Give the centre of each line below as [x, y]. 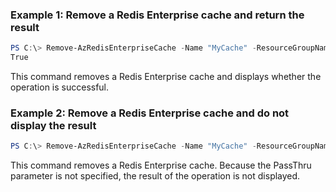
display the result [53, 125]
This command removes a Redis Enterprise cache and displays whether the [166, 77]
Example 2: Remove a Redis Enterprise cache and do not [150, 113]
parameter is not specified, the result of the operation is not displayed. [155, 176]
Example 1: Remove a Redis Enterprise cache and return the [157, 15]
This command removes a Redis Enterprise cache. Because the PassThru [161, 165]
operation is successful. [60, 87]
